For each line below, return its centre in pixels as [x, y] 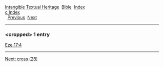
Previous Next [22, 17]
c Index [13, 12]
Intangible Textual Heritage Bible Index [45, 7]
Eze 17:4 [13, 45]
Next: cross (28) [21, 59]
